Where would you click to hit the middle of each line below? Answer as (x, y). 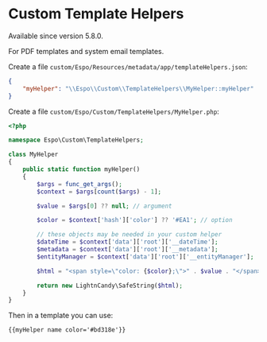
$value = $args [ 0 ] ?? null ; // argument (104, 206)
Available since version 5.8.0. (56, 36)
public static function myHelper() (81, 169)
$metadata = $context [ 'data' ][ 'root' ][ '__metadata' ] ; (128, 250)
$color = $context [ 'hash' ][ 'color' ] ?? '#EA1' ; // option (135, 220)
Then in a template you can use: (61, 316)
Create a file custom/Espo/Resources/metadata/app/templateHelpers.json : (128, 66)
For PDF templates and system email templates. (86, 51)
